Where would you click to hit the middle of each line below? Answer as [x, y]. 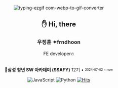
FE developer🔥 [59, 54]
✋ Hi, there [59, 25]
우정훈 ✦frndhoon [59, 42]
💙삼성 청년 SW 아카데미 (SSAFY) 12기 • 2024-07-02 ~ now [59, 70]
